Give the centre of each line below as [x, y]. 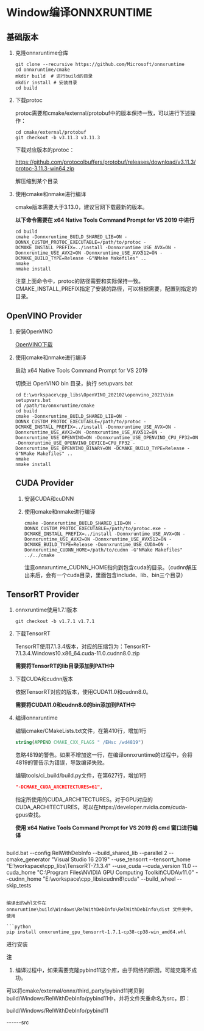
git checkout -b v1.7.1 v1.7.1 [55, 621]
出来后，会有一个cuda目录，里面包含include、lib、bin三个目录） [105, 575]
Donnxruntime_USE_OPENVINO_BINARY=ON [63, 448]
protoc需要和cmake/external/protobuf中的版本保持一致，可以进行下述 [103, 113]
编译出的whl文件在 [26, 903]
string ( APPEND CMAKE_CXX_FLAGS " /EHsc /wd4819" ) [79, 743]
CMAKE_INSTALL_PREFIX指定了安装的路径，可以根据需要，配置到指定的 [106, 289]
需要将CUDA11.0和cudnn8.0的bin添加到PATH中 [75, 705]
